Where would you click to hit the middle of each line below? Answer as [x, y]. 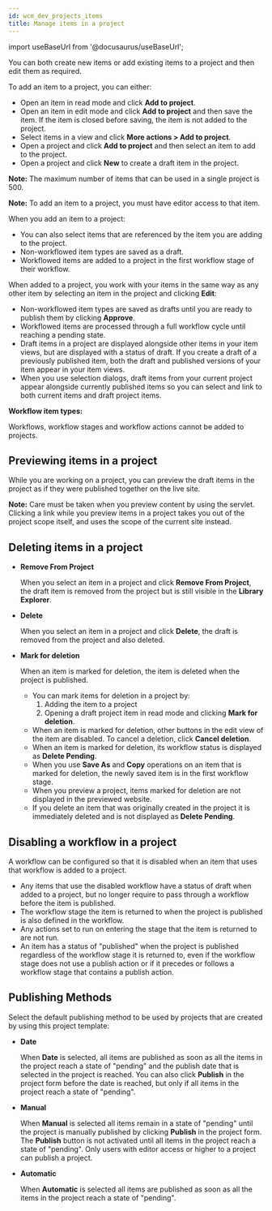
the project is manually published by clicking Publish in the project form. [141, 1131]
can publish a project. [56, 1157]
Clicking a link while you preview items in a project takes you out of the [127, 513]
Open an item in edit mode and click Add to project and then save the [136, 111]
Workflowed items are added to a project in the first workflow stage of [137, 260]
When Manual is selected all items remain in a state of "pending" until [136, 1123]
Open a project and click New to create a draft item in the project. [130, 162]
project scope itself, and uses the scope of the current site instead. [120, 522]
